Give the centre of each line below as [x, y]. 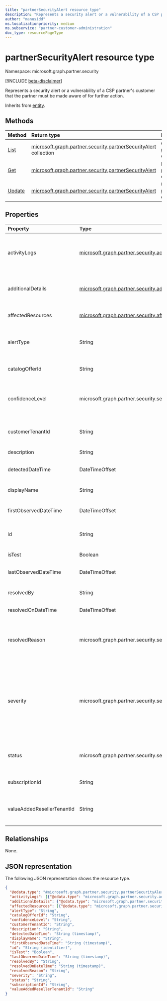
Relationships [27, 839]
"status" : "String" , [31, 980]
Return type [46, 135]
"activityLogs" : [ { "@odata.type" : [45, 897]
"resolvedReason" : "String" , [40, 971]
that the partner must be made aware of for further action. [65, 95]
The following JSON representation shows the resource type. [68, 879]
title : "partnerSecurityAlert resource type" [53, 10]
